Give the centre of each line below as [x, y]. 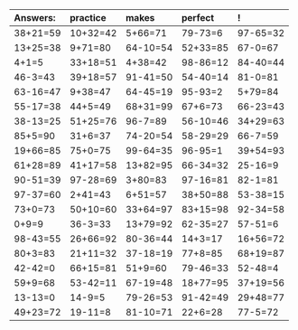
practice [88, 18]
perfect [198, 18]
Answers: [35, 18]
